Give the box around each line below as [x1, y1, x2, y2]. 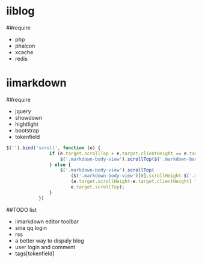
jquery [14, 107, 31, 115]
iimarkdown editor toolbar [14, 218, 79, 225]
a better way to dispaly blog [14, 237, 84, 244]
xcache [14, 48, 34, 55]
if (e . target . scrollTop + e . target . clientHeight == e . [49, 150, 189, 156]
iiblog [6, 4, 35, 18]
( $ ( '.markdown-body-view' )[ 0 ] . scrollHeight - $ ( [70, 173, 189, 179]
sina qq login [14, 224, 47, 231]
